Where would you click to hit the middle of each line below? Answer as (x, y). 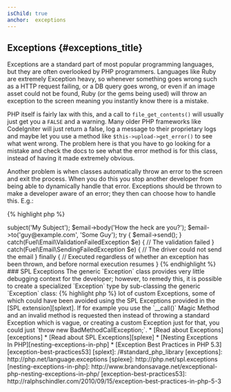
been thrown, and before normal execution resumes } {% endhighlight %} (111, 264)
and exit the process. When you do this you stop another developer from (110, 179)
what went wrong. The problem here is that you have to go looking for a (109, 144)
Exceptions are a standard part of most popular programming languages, (111, 64)
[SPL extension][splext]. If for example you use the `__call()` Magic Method (113, 308)
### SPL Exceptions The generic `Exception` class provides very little (106, 271)
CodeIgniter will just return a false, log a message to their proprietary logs (112, 129)
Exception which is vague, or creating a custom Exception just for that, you (113, 323)
